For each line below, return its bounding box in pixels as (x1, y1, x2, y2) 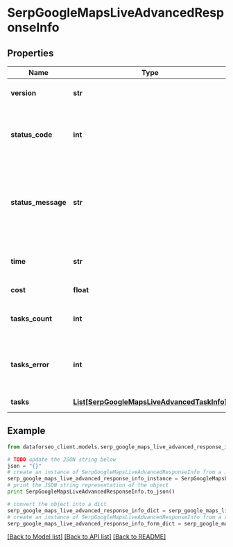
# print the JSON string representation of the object (7, 482, 169, 489)
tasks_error (10, 360, 50, 369)
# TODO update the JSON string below (7, 456, 116, 463)
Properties (7, 47, 54, 59)
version (10, 88, 37, 98)
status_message (10, 198, 67, 207)
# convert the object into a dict (7, 500, 107, 507)
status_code (10, 130, 53, 140)
